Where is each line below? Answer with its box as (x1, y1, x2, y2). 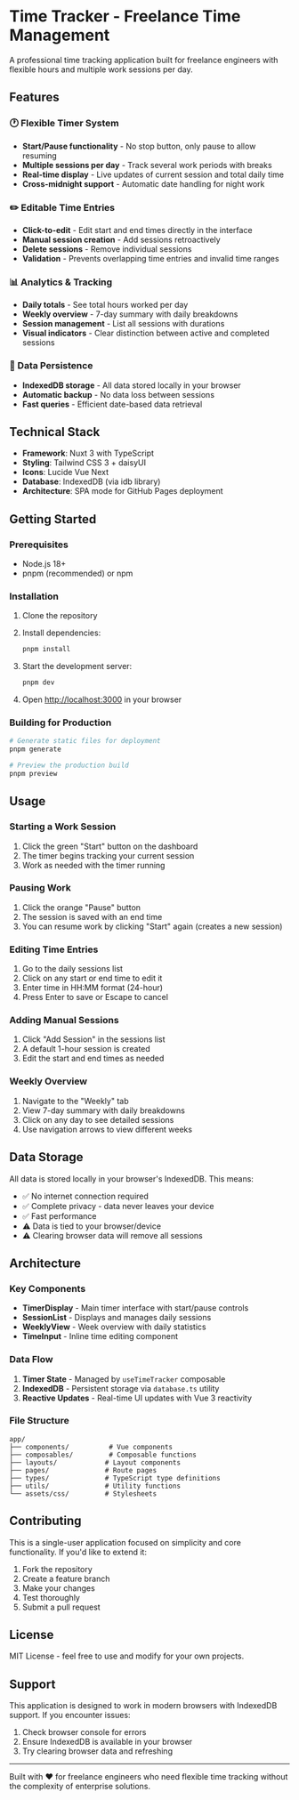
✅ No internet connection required (21, 1191, 149, 1201)
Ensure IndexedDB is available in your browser (21, 1737, 193, 1748)
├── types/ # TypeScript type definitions (9, 1473, 221, 1482)
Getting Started (9, 512, 97, 527)
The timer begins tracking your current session (21, 850, 195, 860)
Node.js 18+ (21, 559, 67, 569)
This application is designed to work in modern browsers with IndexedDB (9, 1700, 278, 1711)
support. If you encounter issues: (9, 1710, 131, 1721)
